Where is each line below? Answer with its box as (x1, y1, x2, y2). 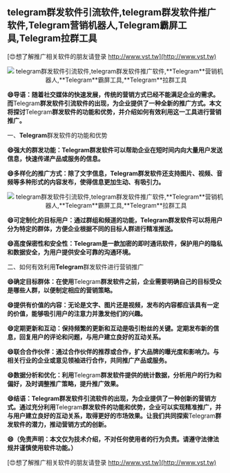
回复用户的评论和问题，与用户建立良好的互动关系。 (19, 332, 164, 341)
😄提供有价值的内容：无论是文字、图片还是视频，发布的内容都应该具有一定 (7, 301, 220, 309)
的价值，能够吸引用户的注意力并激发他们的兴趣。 (7, 309, 146, 317)
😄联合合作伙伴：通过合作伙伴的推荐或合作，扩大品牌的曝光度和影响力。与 (7, 347, 220, 355)
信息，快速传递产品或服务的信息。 (7, 154, 104, 163)
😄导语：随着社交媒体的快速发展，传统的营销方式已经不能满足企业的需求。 (7, 90, 220, 98)
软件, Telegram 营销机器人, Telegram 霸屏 (7, 19, 178, 31)
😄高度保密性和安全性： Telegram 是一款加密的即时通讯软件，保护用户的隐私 (7, 239, 223, 247)
